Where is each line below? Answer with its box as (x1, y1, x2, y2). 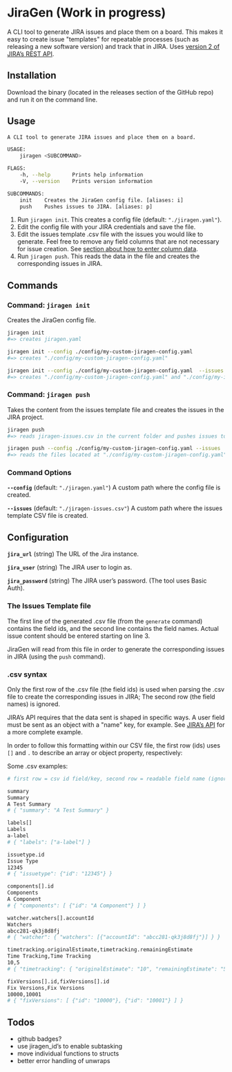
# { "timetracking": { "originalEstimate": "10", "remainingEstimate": (7, 965, 217, 973)
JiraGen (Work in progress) (7, 5, 166, 21)
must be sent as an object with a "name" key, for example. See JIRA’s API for (7, 720, 225, 729)
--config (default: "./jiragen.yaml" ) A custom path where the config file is (7, 483, 221, 491)
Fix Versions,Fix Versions (7, 984, 85, 991)
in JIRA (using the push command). (7, 652, 106, 661)
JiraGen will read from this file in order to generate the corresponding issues (7, 645, 225, 653)
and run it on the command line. (7, 95, 98, 104)
